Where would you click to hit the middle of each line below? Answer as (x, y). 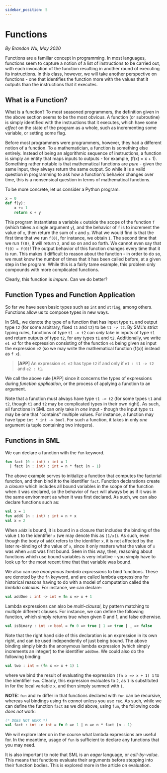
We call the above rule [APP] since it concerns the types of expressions (79, 378)
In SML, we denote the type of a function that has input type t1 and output (81, 322)
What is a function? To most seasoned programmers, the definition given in (82, 112)
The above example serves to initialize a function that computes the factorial (83, 476)
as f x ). (13, 354)
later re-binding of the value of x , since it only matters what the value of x (80, 546)
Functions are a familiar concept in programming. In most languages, (76, 58)
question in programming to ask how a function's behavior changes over (80, 174)
